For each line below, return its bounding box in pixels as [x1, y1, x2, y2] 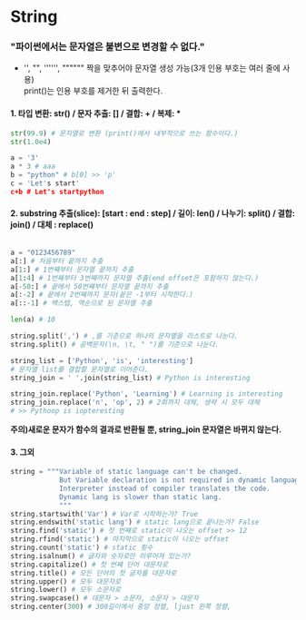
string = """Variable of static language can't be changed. [10, 467, 243, 477]
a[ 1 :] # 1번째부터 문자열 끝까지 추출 [10, 265, 134, 274]
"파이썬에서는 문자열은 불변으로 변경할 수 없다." [10, 41, 205, 54]
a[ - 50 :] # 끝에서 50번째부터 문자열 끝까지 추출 [10, 281, 169, 291]
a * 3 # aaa [10, 162, 55, 172]
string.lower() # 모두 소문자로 [10, 586, 122, 595]
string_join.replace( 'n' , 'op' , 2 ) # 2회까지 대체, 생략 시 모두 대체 [10, 398, 261, 408]
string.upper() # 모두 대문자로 [10, 576, 122, 586]
